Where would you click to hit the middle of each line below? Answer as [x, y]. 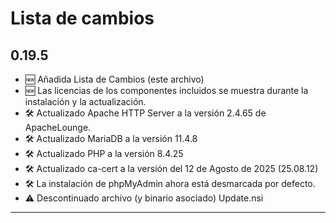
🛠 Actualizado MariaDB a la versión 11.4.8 [111, 138]
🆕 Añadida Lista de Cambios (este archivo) [114, 79]
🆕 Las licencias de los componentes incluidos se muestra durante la [166, 90]
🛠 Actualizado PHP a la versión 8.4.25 [104, 153]
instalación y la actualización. [85, 101]
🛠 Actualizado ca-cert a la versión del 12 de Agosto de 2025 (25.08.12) [171, 168]
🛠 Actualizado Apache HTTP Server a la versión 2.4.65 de [145, 113]
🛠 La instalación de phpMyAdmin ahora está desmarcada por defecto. [170, 183]
